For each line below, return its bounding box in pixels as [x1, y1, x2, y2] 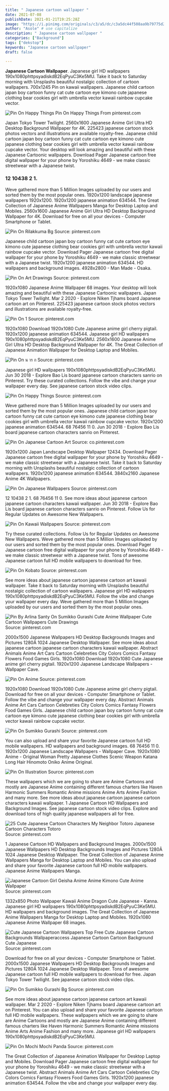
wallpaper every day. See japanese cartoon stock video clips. [5, 383, 132, 389]
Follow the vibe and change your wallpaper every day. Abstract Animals [5, 697, 154, 703]
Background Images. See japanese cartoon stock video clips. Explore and [5, 805, 158, 811]
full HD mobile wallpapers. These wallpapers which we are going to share [5, 1012, 158, 1018]
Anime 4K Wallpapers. [5, 475, 51, 482]
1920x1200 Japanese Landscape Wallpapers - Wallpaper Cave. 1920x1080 [5, 748, 160, 754]
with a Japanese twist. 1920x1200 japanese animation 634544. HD [5, 259, 144, 265]
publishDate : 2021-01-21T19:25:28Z [5, 17, 80, 22]
